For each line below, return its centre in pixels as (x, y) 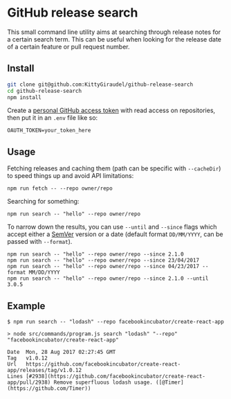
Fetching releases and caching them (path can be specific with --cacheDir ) (114, 168)
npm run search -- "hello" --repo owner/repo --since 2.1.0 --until (108, 278)
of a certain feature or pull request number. (68, 46)
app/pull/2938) (29, 382)
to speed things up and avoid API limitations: (71, 176)
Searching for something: (43, 202)
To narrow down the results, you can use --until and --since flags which (112, 227)
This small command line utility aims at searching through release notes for (114, 32)
